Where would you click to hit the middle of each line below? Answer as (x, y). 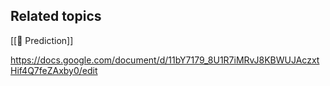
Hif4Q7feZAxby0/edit (54, 70)
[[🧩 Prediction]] (42, 40)
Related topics (56, 16)
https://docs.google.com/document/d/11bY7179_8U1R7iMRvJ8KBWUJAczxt (165, 60)
